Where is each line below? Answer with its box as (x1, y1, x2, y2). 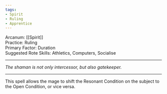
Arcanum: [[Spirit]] (5, 34, 44, 40)
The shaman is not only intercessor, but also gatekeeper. (5, 64, 122, 70)
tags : (5, 7, 16, 12)
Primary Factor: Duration (5, 45, 56, 51)
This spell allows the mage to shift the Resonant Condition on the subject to (5, 78, 160, 84)
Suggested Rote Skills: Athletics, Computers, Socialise (5, 50, 116, 56)
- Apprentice (5, 21, 32, 26)
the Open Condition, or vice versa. (5, 84, 76, 90)
